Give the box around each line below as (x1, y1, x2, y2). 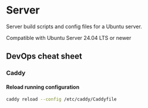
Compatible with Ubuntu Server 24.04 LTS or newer (6, 34, 132, 41)
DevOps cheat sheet (6, 51, 82, 62)
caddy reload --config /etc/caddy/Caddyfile (6, 96, 117, 103)
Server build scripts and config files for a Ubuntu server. (6, 23, 142, 30)
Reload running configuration (6, 83, 80, 90)
